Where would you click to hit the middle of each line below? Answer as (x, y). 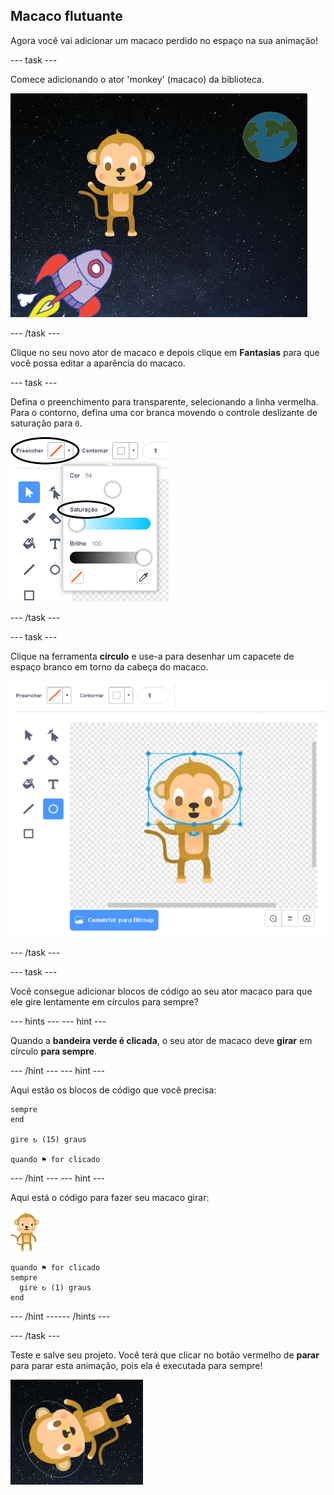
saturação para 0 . (46, 423)
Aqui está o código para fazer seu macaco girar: (110, 1197)
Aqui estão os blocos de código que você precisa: (113, 1090)
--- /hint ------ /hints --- (60, 1316)
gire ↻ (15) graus (48, 1139)
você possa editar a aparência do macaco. (98, 363)
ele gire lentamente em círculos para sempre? (104, 1001)
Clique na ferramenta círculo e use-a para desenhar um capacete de (152, 656)
